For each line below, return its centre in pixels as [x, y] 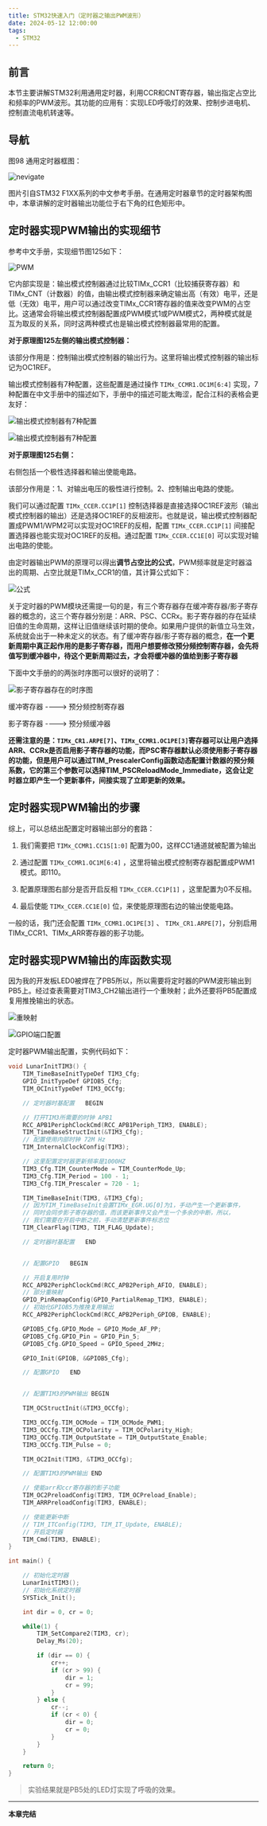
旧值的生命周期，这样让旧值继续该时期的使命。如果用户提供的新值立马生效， [133, 626]
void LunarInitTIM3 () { [48, 1067]
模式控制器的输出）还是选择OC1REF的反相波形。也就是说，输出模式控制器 [129, 515]
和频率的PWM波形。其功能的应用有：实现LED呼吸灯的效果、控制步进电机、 [132, 103]
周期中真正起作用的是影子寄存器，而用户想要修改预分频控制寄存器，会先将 [137, 646]
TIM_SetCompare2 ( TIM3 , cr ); [83, 1634]
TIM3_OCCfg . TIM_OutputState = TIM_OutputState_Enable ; [115, 1438]
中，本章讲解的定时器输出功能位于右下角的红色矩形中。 [99, 203]
